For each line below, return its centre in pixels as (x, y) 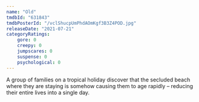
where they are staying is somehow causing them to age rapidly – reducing (100, 86)
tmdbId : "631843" (28, 18)
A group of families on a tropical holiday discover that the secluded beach (98, 80)
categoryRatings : (28, 34)
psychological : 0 (39, 62)
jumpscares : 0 (35, 51)
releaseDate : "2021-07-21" (40, 29)
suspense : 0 (32, 57)
